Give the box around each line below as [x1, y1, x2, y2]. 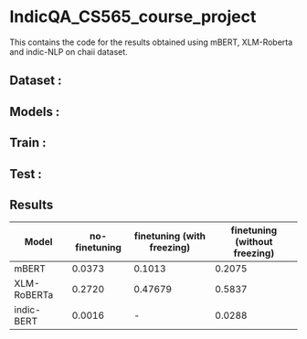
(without [235, 236, 273, 249]
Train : [9, 135, 48, 151]
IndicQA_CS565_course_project [9, 6, 257, 27]
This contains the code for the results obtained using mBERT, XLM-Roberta [9, 37, 293, 48]
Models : [9, 103, 60, 120]
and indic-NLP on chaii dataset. [9, 46, 128, 57]
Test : [9, 166, 43, 182]
